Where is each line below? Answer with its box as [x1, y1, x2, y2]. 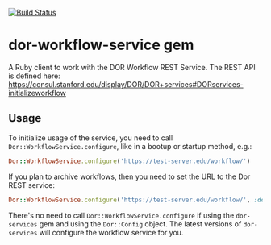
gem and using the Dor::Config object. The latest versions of [39, 218, 242, 229]
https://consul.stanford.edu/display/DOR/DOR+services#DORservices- [8, 79, 244, 89]
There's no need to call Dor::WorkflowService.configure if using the [8, 210, 235, 220]
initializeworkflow [8, 88, 67, 98]
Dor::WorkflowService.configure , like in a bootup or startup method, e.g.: [8, 141, 252, 151]
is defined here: [8, 71, 60, 81]
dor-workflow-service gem [8, 36, 194, 54]
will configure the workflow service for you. [39, 227, 184, 237]
